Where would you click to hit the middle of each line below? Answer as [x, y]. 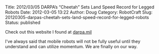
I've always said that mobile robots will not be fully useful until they [73, 41]
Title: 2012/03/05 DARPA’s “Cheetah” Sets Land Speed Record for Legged [80, 7]
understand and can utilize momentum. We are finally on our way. [71, 46]
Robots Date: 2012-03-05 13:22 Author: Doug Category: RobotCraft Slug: [79, 12]
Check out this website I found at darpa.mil [49, 32]
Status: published [23, 22]
